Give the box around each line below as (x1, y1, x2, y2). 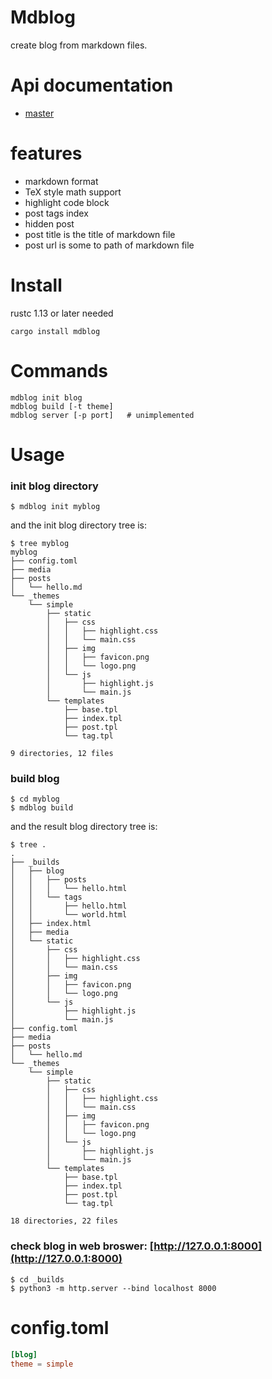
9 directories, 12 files (10, 749, 114, 759)
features (10, 142, 83, 165)
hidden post (24, 217, 75, 230)
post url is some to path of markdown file (24, 239, 195, 251)
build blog (10, 772, 60, 786)
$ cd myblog (10, 794, 60, 805)
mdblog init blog (10, 392, 83, 403)
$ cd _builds (10, 1274, 65, 1285)
